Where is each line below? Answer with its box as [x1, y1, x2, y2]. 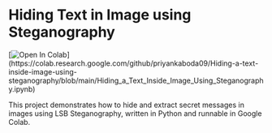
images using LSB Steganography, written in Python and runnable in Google [8, 108, 262, 118]
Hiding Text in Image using [8, 6, 192, 24]
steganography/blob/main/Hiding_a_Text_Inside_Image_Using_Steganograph [8, 75, 264, 85]
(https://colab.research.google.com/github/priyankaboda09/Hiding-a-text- [8, 58, 259, 68]
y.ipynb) [8, 84, 36, 94]
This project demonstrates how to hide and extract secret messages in [8, 100, 245, 109]
